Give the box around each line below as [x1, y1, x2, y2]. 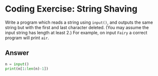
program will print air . [5, 35, 49, 41]
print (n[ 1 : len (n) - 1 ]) [5, 66, 49, 71]
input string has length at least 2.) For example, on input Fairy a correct [5, 30, 147, 35]
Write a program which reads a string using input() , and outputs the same [5, 19, 153, 25]
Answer [5, 49, 29, 57]
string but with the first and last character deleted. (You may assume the [5, 24, 149, 30]
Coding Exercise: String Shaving [5, 3, 138, 15]
